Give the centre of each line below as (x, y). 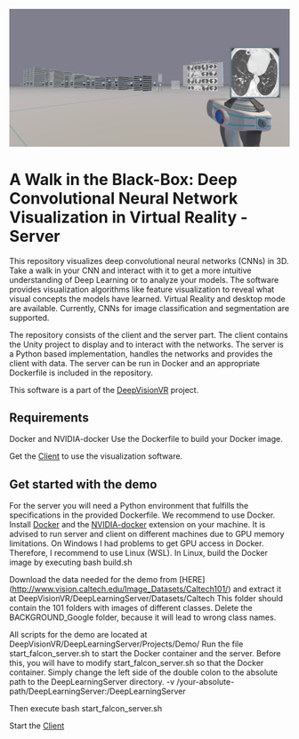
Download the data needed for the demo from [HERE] (107, 580)
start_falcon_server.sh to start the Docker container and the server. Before (145, 654)
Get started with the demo (83, 484)
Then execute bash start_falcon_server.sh (86, 709)
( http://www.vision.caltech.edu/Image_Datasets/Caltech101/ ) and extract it (145, 589)
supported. (29, 317)
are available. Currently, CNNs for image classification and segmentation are (149, 308)
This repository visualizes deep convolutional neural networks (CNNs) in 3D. (149, 261)
